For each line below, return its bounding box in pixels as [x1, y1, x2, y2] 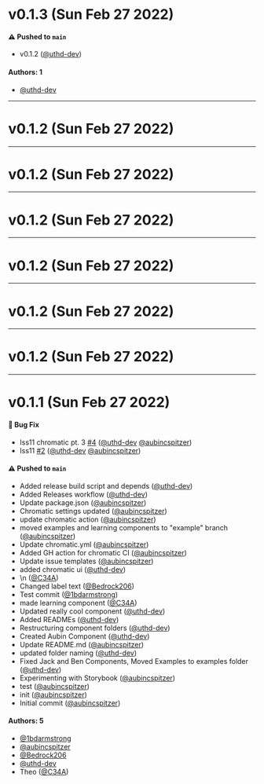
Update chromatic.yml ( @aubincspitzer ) [19, 540, 149, 549]
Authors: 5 [8, 716, 44, 726]
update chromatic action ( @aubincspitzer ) [19, 515, 156, 524]
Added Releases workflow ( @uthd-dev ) [19, 489, 148, 499]
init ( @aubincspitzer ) [19, 690, 88, 699]
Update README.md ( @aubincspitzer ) [19, 639, 144, 649]
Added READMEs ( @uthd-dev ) [19, 614, 119, 624]
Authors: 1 [8, 67, 43, 76]
